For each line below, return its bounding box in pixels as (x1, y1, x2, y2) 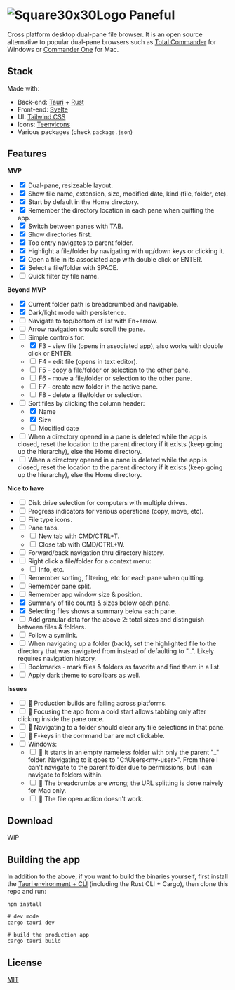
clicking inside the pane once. (17, 714, 105, 723)
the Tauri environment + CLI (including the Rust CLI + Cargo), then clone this (7, 880, 229, 888)
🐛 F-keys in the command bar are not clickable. (27, 731, 165, 740)
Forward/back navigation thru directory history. (27, 548, 165, 557)
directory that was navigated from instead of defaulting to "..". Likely (17, 646, 214, 655)
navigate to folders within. (27, 770, 103, 779)
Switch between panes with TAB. (27, 222, 124, 230)
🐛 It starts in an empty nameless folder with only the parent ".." (38, 748, 220, 756)
